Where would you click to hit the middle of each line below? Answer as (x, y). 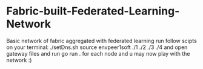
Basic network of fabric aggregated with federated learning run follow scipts (101, 41)
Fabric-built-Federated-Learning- (93, 11)
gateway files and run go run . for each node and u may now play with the (98, 53)
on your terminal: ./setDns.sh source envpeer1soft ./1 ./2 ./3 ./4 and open (97, 47)
